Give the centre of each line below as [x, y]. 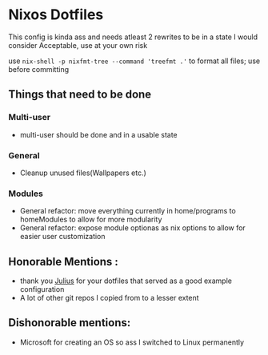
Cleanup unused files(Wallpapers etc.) [83, 173]
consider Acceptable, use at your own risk [78, 45]
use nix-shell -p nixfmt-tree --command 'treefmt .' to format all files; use [134, 61]
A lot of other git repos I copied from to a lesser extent [109, 298]
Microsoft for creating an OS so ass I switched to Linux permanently [132, 342]
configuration [42, 289]
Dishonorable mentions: [70, 323]
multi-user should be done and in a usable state [98, 134]
